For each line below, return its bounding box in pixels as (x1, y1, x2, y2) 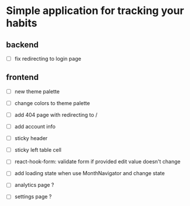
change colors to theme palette (14, 99, 91, 106)
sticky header (14, 135, 48, 142)
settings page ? (14, 193, 52, 200)
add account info (14, 123, 56, 130)
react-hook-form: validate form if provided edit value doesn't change (14, 158, 181, 165)
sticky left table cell (14, 146, 61, 153)
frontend (6, 72, 39, 82)
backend (6, 40, 39, 50)
